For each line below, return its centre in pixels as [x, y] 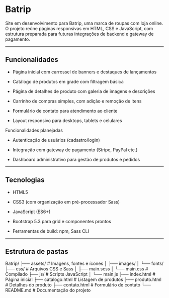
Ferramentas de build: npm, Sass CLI [51, 231]
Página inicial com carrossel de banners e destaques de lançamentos [84, 72]
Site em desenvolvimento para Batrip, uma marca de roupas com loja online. [84, 23]
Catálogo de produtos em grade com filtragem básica [68, 81]
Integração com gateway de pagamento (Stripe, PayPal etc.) [75, 150]
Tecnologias [25, 180]
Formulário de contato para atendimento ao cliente [65, 111]
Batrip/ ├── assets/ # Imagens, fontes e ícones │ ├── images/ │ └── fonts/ [84, 264]
